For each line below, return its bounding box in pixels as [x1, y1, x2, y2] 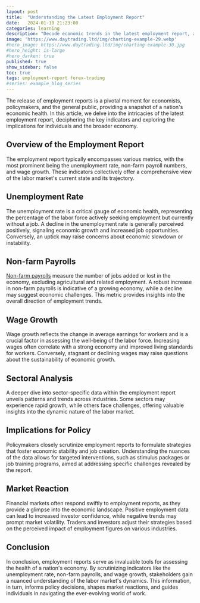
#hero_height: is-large [6, 48, 65, 54]
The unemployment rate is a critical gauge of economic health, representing [6, 207, 193, 215]
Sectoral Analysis [6, 373, 73, 383]
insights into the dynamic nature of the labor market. [6, 408, 135, 415]
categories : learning [6, 25, 60, 32]
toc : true [6, 70, 31, 76]
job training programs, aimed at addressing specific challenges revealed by [6, 460, 191, 467]
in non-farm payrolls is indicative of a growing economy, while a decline [6, 285, 183, 292]
